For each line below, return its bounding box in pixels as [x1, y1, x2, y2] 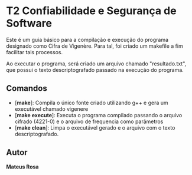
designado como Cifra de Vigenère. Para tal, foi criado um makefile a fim [6, 42, 183, 49]
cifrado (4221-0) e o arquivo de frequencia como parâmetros [14, 118, 164, 125]
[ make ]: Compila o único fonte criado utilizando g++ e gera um [14, 99, 168, 106]
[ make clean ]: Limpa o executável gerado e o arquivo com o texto [14, 124, 175, 131]
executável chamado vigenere [14, 105, 89, 113]
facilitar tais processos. [6, 48, 63, 55]
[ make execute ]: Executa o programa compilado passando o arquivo [14, 111, 183, 118]
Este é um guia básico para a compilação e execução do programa [6, 36, 169, 43]
